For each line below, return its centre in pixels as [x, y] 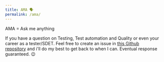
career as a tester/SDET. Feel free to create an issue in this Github [72, 43]
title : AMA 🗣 [19, 10]
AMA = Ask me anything [30, 28]
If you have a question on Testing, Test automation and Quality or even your [82, 38]
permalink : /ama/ [23, 14]
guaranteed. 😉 [20, 54]
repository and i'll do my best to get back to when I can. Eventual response [81, 49]
